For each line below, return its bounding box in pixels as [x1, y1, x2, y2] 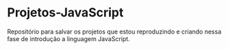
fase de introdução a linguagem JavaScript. [7, 34, 130, 42]
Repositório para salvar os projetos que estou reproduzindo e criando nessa [7, 27, 222, 36]
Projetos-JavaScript [7, 5, 124, 21]
